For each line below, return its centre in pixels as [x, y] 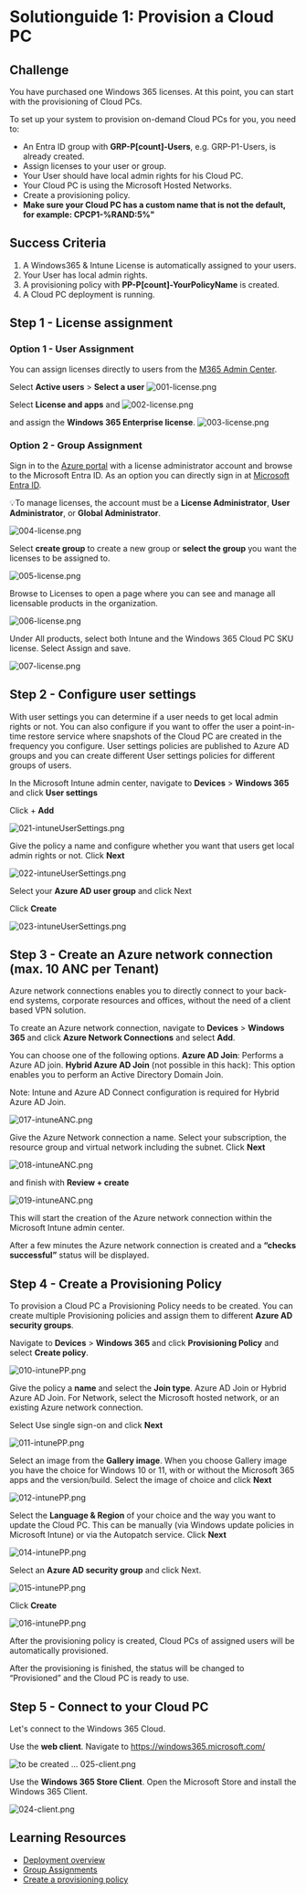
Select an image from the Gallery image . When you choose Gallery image [148, 1461]
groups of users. [41, 765]
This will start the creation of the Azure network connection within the [141, 1218]
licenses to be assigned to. [60, 558]
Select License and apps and [65, 405]
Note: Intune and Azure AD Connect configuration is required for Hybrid [145, 1092]
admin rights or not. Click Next [67, 855]
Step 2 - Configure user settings [103, 694]
